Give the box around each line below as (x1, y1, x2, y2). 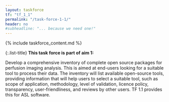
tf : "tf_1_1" (5, 12, 33, 17)
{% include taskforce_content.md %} (5, 40, 82, 46)
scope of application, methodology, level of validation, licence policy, (5, 81, 149, 87)
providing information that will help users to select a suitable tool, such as (5, 76, 158, 82)
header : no (5, 21, 28, 27)
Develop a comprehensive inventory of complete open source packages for (5, 60, 162, 66)
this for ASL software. (5, 92, 50, 98)
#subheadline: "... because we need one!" (5, 26, 96, 31)
